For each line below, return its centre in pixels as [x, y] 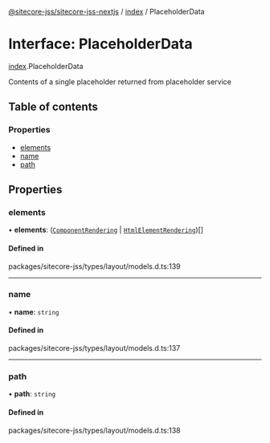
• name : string [34, 311]
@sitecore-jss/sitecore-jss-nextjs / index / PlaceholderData [106, 12]
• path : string [32, 394]
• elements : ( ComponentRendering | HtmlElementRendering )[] [106, 230]
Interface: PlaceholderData [100, 44]
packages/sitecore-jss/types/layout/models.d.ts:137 [94, 348]
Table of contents [53, 107]
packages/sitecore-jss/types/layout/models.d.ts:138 [94, 430]
